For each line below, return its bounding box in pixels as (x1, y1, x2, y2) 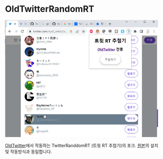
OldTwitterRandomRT (5, 3, 94, 15)
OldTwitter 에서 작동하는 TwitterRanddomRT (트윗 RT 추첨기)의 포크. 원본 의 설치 (5, 143, 159, 149)
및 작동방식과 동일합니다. (5, 149, 52, 155)
